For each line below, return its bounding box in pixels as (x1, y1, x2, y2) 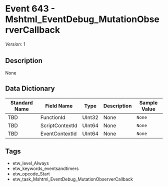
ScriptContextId (40, 122, 77, 129)
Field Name (44, 102, 73, 109)
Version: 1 (5, 41, 25, 47)
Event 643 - (5, 3, 55, 14)
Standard (10, 99, 33, 106)
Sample (139, 99, 158, 106)
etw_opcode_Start (12, 171, 50, 177)
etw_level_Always (12, 160, 49, 166)
